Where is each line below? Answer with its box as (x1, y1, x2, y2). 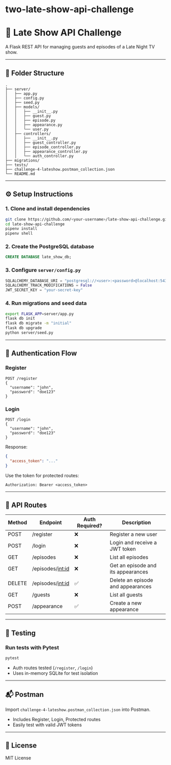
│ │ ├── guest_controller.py (5, 140, 76, 145)
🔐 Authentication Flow (5, 349, 77, 358)
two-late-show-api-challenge (5, 4, 134, 15)
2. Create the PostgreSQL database (5, 243, 94, 250)
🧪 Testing (5, 629, 36, 637)
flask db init (5, 316, 36, 321)
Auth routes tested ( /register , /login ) (12, 665, 93, 671)
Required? (77, 522, 103, 529)
